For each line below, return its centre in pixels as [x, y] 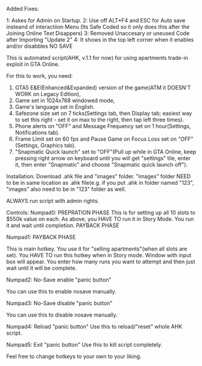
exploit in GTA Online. [33, 64]
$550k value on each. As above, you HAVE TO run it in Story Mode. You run [100, 219]
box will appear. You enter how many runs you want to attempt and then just [101, 262]
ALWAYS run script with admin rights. [53, 201]
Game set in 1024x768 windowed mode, [65, 100]
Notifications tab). [37, 133]
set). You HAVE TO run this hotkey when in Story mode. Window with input [99, 255]
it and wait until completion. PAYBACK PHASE [63, 225]
